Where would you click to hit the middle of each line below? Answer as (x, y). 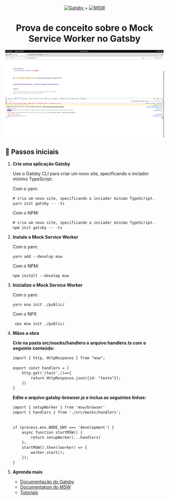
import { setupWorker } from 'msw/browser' (59, 408)
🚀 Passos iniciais (32, 152)
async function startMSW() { (52, 433)
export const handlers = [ (41, 368)
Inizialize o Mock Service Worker (48, 285)
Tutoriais (29, 492)
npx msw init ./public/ (40, 324)
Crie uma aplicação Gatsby (41, 164)
